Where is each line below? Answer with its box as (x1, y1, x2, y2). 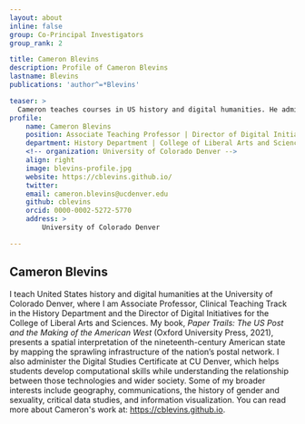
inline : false (9, 22, 64, 31)
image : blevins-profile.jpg (25, 164, 132, 173)
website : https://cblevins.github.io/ (25, 172, 172, 181)
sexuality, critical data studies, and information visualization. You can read (9, 394, 287, 405)
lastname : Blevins (9, 72, 79, 82)
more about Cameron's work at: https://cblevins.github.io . (9, 404, 226, 415)
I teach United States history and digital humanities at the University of (9, 288, 274, 299)
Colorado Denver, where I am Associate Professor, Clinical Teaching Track (9, 298, 288, 309)
